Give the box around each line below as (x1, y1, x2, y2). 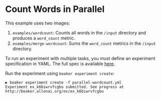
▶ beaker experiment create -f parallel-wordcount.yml (5, 80, 122, 85)
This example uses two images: (5, 20, 70, 26)
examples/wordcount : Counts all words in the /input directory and (12, 29, 146, 35)
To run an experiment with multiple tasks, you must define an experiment (5, 55, 155, 61)
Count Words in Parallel (5, 3, 105, 15)
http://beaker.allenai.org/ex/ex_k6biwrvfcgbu (5, 88, 104, 93)
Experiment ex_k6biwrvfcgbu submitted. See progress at (5, 84, 124, 89)
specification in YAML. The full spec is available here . (5, 60, 115, 66)
